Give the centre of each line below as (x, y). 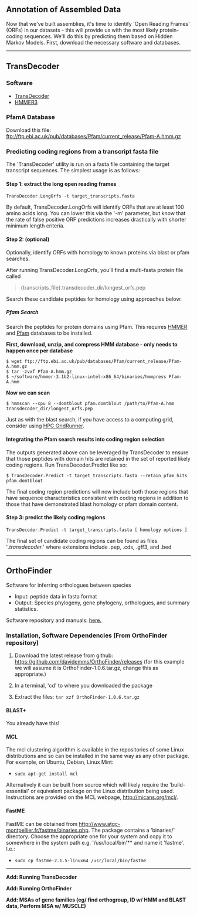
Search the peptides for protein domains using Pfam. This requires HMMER (97, 327)
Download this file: (29, 130)
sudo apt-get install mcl (46, 774)
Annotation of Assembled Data (64, 10)
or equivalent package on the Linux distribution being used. (102, 791)
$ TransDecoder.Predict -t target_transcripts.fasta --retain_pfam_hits (97, 475)
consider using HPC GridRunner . (45, 426)
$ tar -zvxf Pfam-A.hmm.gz (39, 372)
